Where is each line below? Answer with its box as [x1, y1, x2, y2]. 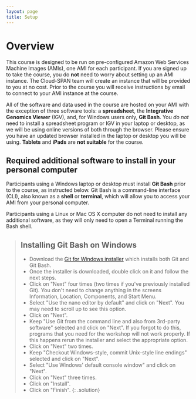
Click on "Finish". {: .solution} [29, 387, 100, 394]
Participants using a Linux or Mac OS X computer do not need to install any [6, 211, 188, 218]
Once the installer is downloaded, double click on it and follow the [29, 268, 189, 275]
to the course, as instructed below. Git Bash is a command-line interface [6, 187, 181, 194]
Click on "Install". [29, 380, 71, 387]
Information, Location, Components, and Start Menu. [29, 293, 157, 300]
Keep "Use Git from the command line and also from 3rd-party [29, 318, 181, 325]
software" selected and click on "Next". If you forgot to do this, [29, 324, 181, 332]
